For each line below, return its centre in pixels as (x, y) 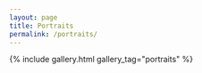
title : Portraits (42, 26)
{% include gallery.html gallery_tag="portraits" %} (101, 60)
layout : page (34, 17)
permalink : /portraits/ (54, 34)
